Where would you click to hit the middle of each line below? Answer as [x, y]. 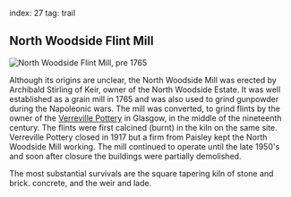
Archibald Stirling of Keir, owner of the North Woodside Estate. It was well [145, 90]
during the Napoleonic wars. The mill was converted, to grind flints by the [145, 108]
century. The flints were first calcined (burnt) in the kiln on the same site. [143, 127]
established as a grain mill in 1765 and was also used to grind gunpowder [144, 98]
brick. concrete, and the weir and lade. [81, 183]
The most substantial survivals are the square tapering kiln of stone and [141, 173]
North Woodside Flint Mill [81, 41]
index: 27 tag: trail [43, 13]
